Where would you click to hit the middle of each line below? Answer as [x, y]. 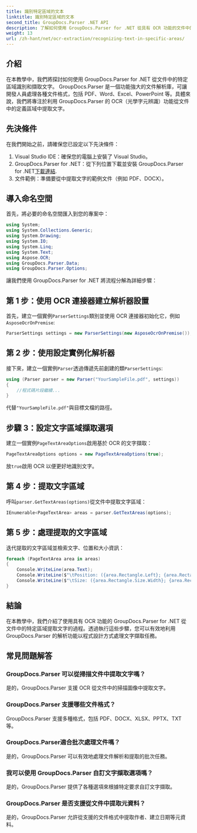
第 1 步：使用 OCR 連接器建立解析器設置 [78, 300]
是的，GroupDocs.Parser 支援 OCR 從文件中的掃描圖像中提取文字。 [87, 688]
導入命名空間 [29, 199]
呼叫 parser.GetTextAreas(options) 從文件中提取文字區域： [76, 501]
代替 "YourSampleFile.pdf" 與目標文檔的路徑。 [61, 407]
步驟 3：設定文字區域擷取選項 [60, 428]
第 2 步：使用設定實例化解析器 [61, 353]
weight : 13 [19, 33]
